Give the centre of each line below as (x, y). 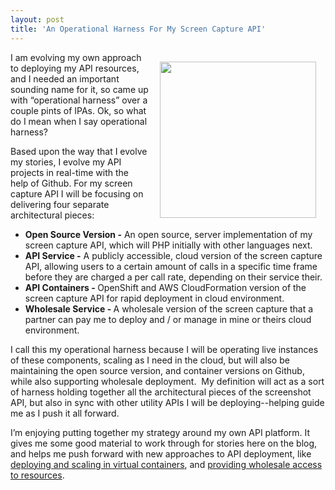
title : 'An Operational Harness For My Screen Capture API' (138, 29)
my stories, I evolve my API (66, 162)
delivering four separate (60, 204)
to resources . (37, 475)
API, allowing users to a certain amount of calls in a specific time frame (171, 266)
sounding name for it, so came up (79, 89)
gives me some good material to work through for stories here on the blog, (164, 443)
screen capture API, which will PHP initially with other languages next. (168, 245)
